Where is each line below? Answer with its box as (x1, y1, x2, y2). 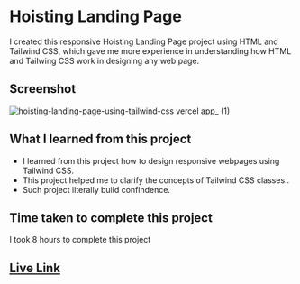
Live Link (9, 260, 61, 276)
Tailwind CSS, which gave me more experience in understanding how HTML (9, 45, 292, 56)
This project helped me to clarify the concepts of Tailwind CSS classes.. (22, 174, 290, 186)
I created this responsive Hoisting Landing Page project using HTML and (9, 36, 279, 47)
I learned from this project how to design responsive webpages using (22, 155, 280, 166)
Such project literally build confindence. (22, 184, 171, 195)
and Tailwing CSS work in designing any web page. (9, 55, 200, 66)
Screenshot (9, 81, 77, 96)
